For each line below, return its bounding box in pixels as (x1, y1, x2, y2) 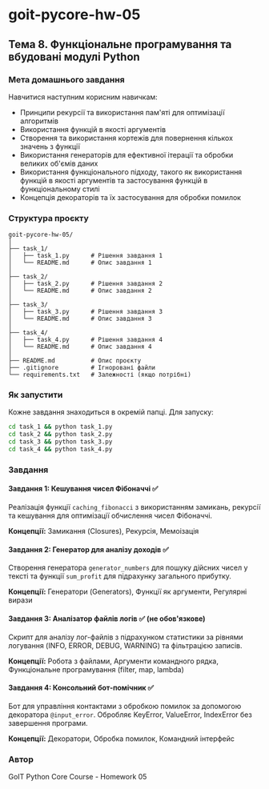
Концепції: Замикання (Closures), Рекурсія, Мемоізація (8, 527, 199, 536)
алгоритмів (19, 116, 58, 126)
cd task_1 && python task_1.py (8, 423, 113, 431)
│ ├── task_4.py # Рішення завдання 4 (8, 336, 163, 344)
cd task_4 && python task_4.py (8, 446, 113, 454)
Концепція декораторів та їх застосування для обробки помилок (19, 192, 242, 202)
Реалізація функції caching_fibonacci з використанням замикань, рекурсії (8, 503, 261, 512)
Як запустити (8, 390, 63, 401)
